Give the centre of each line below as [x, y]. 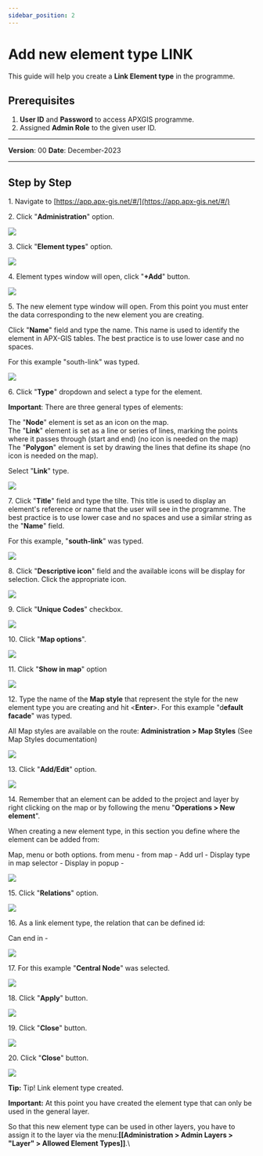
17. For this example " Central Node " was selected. [89, 968]
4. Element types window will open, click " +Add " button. [99, 276]
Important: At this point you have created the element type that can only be [130, 1103]
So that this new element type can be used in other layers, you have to [122, 1127]
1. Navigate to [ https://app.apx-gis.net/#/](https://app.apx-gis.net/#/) [119, 202]
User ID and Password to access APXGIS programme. [106, 119]
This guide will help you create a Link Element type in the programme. [122, 76]
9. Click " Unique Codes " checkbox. [66, 609]
